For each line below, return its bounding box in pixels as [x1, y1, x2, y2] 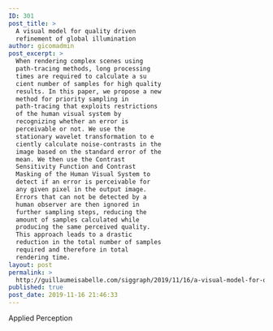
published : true [8, 283, 63, 292]
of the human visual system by [15, 110, 122, 118]
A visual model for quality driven [15, 27, 136, 35]
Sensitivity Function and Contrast [15, 163, 136, 171]
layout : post [8, 260, 53, 269]
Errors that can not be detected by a [15, 192, 148, 201]
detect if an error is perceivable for [15, 178, 151, 187]
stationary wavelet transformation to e [15, 132, 154, 140]
